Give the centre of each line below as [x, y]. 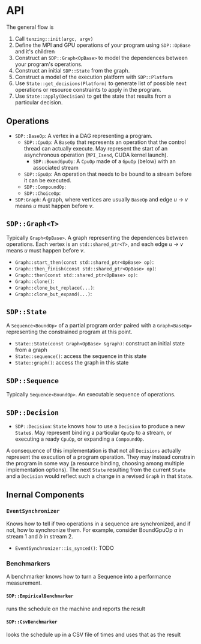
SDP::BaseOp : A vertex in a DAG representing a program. [84, 136]
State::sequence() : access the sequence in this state [81, 356]
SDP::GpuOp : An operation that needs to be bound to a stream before [108, 174]
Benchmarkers [28, 563]
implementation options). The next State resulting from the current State [96, 470]
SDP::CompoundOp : [45, 186]
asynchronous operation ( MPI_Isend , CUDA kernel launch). [96, 155]
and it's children [35, 51]
